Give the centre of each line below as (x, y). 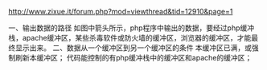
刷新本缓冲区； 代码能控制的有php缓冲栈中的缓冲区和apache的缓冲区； (133, 58)
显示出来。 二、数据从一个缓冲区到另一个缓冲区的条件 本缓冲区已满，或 (133, 48)
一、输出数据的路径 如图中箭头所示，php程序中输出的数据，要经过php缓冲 (131, 28)
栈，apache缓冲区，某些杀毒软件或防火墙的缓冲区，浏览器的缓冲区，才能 (130, 38)
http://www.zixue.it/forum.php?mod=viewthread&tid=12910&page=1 (121, 12)
